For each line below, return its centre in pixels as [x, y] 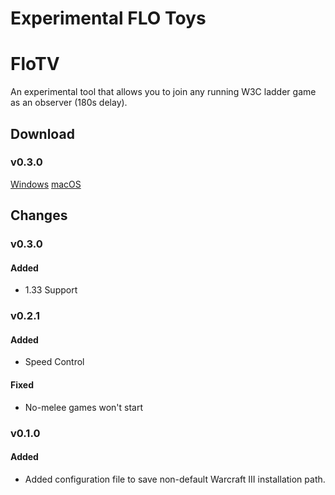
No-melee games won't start [84, 407]
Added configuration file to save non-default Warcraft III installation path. [175, 479]
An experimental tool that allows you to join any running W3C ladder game [163, 92]
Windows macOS [46, 184]
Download [42, 133]
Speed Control [54, 362]
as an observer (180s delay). [69, 103]
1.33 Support [51, 290]
